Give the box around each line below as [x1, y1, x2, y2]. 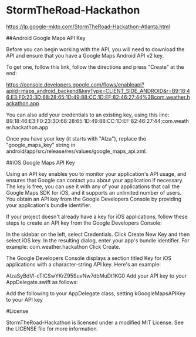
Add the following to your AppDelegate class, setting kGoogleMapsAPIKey [6, 289, 186, 297]
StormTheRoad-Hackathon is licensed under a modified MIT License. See [6, 319, 184, 326]
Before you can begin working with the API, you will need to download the [6, 45, 185, 53]
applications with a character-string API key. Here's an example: [6, 261, 161, 268]
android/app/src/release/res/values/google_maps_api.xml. [6, 148, 147, 155]
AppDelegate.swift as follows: [6, 278, 78, 285]
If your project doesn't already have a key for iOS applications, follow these [6, 213, 188, 220]
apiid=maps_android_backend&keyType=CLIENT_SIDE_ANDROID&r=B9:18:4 [6, 87, 191, 94]
